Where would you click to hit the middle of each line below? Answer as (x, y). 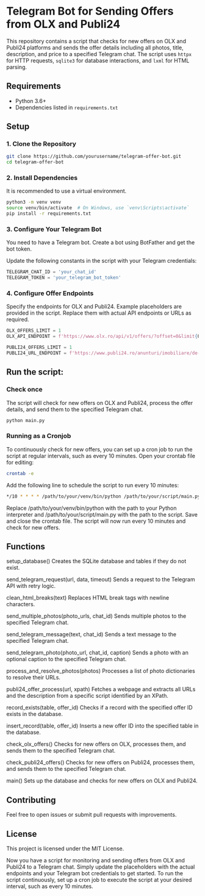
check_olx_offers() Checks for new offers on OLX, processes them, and (96, 744)
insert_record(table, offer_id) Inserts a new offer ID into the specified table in (103, 726)
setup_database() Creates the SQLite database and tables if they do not (96, 561)
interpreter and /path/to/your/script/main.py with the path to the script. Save (102, 514)
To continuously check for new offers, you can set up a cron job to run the (99, 449)
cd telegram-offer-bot (35, 162)
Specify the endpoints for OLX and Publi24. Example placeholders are (94, 307)
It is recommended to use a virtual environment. (67, 191)
